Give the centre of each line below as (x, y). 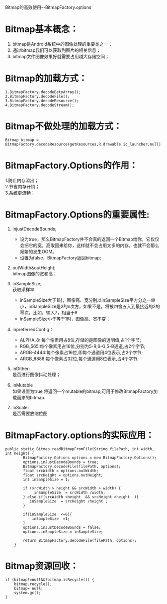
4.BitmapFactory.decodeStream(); (40, 105)
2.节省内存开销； (22, 186)
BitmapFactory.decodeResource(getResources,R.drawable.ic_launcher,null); (84, 144)
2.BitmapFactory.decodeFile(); (38, 96)
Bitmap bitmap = (22, 140)
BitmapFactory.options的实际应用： (80, 435)
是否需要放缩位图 (30, 413)
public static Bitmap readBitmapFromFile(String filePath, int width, (80, 449)
